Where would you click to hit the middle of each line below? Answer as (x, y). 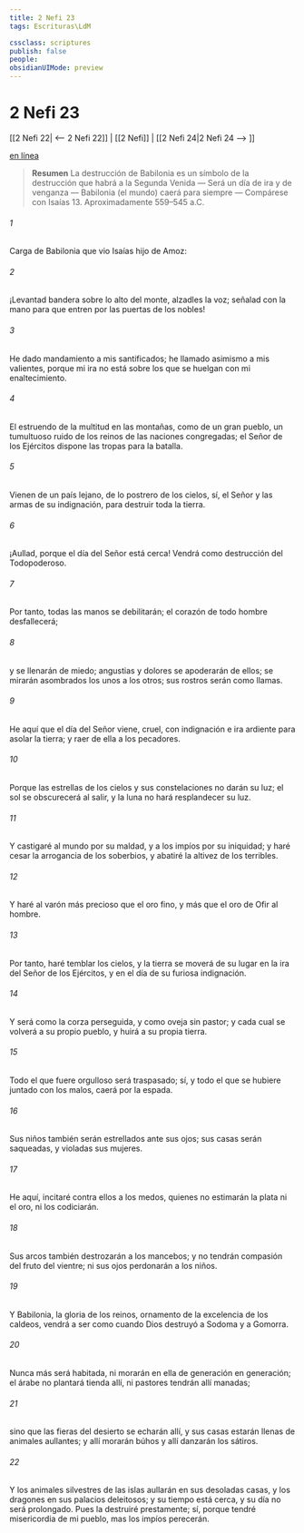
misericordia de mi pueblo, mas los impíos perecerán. (110, 1519)
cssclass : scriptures (50, 43)
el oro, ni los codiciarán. (54, 1207)
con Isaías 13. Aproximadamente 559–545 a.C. (118, 201)
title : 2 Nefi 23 (42, 18)
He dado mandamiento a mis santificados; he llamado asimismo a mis (140, 359)
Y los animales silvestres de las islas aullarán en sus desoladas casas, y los (150, 1490)
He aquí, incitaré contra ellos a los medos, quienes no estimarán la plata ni (148, 1197)
